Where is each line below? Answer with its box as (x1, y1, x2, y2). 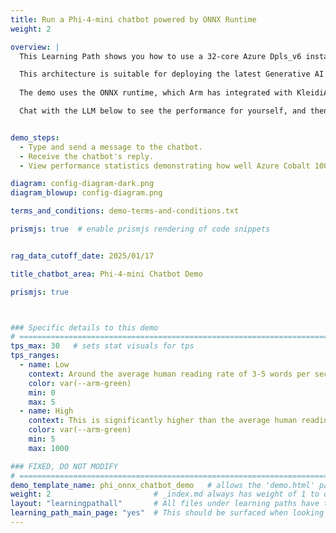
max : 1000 (28, 443, 70, 453)
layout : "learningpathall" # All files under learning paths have (10, 499, 320, 509)
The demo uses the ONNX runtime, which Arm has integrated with (19, 88, 293, 98)
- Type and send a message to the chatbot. (19, 142, 203, 152)
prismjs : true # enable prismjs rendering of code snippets (10, 224, 271, 234)
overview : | (10, 42, 60, 52)
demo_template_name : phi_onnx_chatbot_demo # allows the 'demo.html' (10, 480, 315, 490)
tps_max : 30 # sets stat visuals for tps (10, 341, 195, 351)
